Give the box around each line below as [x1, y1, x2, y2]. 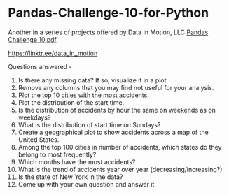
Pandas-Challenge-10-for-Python [8, 5, 209, 21]
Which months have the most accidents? [18, 157, 136, 166]
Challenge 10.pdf [8, 35, 57, 43]
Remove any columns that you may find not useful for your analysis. [18, 83, 214, 92]
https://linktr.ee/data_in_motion [8, 49, 98, 57]
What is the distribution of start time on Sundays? [18, 120, 161, 129]
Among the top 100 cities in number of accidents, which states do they [18, 143, 222, 151]
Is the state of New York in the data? [18, 173, 123, 181]
